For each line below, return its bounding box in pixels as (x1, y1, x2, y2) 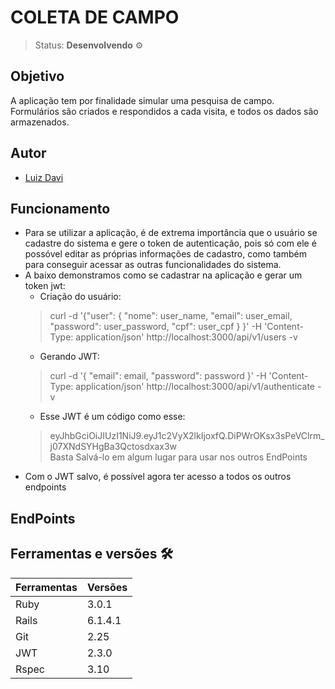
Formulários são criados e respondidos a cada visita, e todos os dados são (10, 105, 319, 117)
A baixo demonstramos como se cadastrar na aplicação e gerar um (24, 269, 303, 281)
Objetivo (10, 68, 65, 85)
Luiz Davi (24, 171, 64, 183)
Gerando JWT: (39, 351, 100, 363)
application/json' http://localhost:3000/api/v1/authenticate (75, 381, 316, 393)
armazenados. (10, 116, 70, 128)
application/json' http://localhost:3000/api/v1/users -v (75, 331, 298, 343)
